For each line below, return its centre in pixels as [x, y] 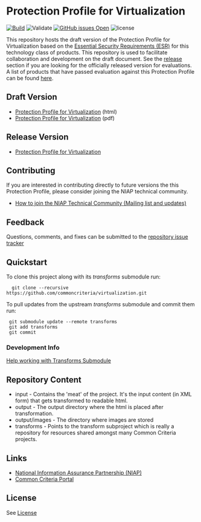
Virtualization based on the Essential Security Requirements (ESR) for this [97, 46]
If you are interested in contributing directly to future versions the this [93, 185]
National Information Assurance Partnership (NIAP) [78, 472]
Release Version [37, 137]
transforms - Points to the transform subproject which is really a [94, 427]
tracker [15, 243]
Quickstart [27, 262]
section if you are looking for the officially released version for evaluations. [99, 65]
